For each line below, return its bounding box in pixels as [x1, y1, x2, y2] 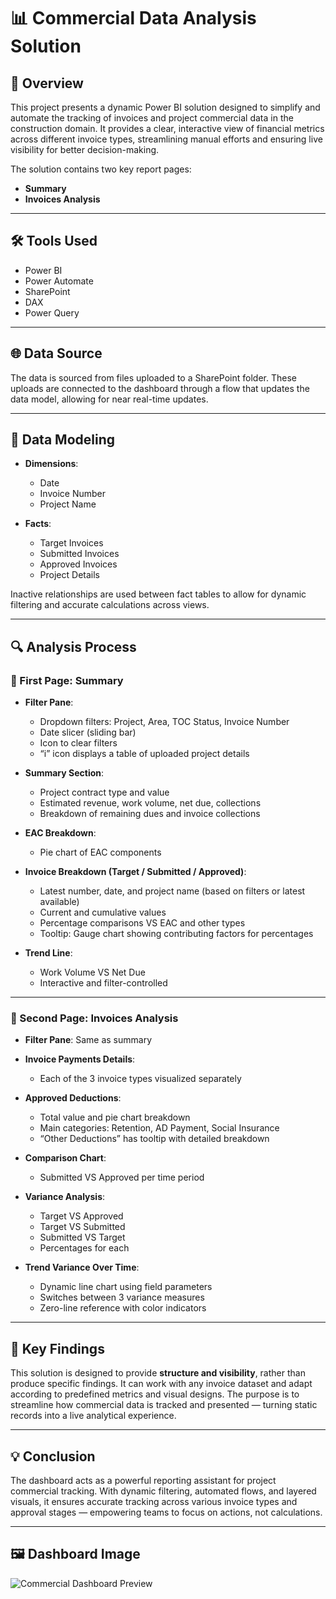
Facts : [24, 518, 52, 530]
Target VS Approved [39, 1210, 124, 1222]
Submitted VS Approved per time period [39, 1171, 205, 1184]
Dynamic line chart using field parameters [39, 1281, 213, 1293]
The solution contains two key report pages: [10, 163, 192, 175]
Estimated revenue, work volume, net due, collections [39, 797, 262, 809]
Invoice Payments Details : [24, 1053, 136, 1065]
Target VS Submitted [39, 1221, 126, 1233]
